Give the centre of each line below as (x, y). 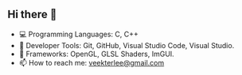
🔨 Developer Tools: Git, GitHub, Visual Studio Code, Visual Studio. (127, 45)
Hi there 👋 (32, 15)
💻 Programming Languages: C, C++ (78, 34)
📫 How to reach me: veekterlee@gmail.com (92, 62)
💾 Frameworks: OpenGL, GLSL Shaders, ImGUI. (96, 54)
